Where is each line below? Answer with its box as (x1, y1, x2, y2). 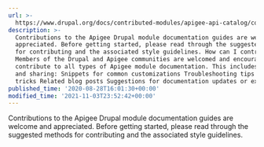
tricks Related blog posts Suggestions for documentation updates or (15, 77, 247, 85)
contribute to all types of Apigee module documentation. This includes (15, 63, 258, 71)
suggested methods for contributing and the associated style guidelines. (8, 130, 244, 140)
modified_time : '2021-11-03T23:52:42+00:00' (8, 92, 156, 100)
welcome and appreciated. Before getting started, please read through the (8, 122, 249, 131)
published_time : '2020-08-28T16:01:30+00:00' (8, 84, 159, 93)
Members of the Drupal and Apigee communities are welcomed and (15, 56, 230, 64)
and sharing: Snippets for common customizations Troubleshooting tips (15, 70, 255, 78)
